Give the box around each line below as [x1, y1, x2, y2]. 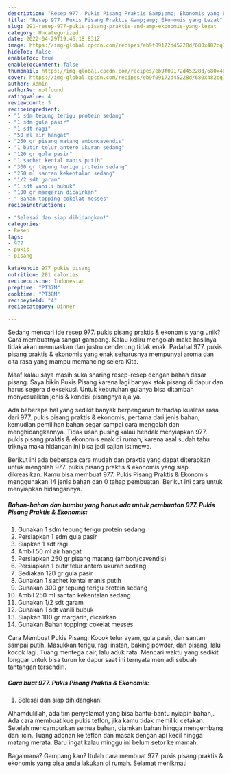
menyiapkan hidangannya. [8, 485, 82, 494]
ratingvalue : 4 [8, 93, 51, 100]
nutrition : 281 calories [8, 272, 79, 278]
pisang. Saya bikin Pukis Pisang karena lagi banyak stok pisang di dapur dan [8, 378, 223, 386]
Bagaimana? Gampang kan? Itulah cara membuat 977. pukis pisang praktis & [8, 752, 223, 760]
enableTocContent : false [8, 61, 79, 68]
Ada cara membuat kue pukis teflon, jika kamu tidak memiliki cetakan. [8, 716, 205, 725]
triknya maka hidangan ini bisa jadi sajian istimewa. [8, 443, 152, 451]
